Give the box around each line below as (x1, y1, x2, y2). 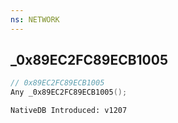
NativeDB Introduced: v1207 (10, 106, 128, 116)
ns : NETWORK (10, 14, 60, 25)
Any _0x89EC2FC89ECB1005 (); (10, 87, 128, 98)
